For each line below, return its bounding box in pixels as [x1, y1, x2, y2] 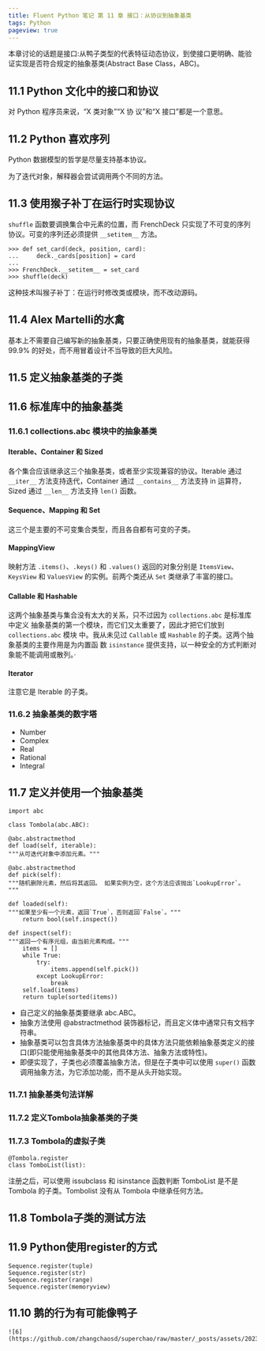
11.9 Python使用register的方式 [8, 1240, 158, 1254]
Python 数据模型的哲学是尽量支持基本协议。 [8, 155, 151, 164]
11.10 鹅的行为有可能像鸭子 [8, 1307, 138, 1320]
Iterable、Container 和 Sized [8, 446, 104, 456]
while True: [22, 951, 62, 960]
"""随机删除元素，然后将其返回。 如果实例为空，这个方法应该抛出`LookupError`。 [8, 879, 244, 887]
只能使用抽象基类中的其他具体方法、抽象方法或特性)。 [35, 1048, 212, 1057]
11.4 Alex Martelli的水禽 [8, 313, 125, 327]
